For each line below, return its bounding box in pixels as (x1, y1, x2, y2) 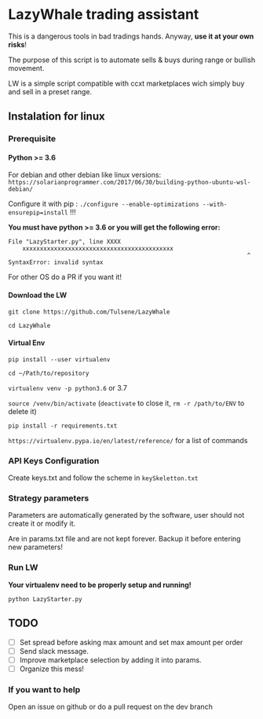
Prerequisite (8, 134, 57, 145)
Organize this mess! (19, 664, 85, 673)
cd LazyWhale (8, 321, 51, 329)
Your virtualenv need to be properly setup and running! (8, 580, 192, 589)
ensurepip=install (8, 209, 68, 217)
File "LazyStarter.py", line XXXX (8, 238, 122, 246)
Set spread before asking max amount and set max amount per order (19, 637, 243, 647)
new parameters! (8, 542, 63, 552)
